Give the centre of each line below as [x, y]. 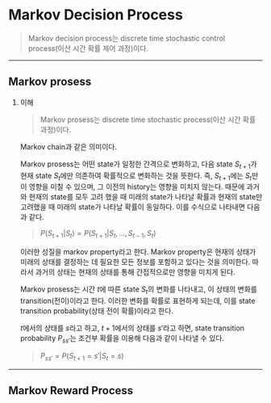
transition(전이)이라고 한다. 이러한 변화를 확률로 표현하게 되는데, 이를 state [138, 300]
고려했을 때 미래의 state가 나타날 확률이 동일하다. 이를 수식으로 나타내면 [133, 207]
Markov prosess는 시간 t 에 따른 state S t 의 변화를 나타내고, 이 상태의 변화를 [139, 290]
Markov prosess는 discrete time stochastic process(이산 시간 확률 [148, 120]
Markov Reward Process [71, 390]
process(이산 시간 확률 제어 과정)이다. [88, 48]
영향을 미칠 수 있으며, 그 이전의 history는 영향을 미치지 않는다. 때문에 [137, 187]
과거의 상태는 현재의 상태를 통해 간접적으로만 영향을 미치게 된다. [135, 272]
